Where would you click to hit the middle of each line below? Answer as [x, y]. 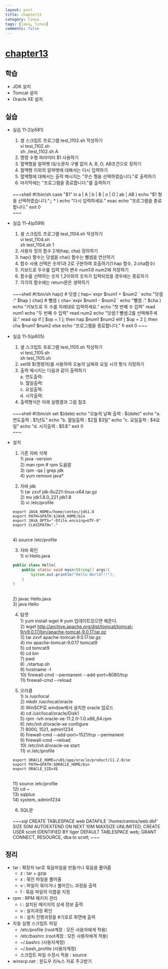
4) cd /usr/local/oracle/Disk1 [49, 713]
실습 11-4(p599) [29, 223]
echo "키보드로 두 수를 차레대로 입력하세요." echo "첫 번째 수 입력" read [84, 306]
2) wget [28, 627]
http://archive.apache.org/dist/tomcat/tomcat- [85, 627]
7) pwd [27, 659]
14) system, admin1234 [36, 800]
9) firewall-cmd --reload [45, 740]
